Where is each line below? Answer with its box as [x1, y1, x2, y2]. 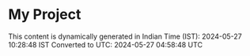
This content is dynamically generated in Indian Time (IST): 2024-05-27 [8, 32, 243, 41]
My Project [8, 6, 81, 24]
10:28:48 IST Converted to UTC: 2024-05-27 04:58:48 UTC [8, 39, 203, 49]
